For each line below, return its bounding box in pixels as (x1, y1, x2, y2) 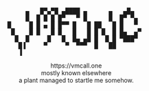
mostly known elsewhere (41, 69, 112, 77)
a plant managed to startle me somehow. (19, 77, 134, 84)
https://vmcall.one (50, 61, 102, 70)
